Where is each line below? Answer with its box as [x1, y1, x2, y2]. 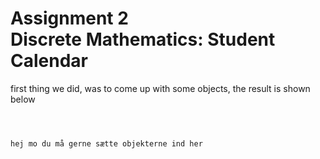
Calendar [10, 50, 88, 72]
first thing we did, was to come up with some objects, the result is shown [10, 82, 311, 94]
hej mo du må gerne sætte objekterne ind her [10, 138, 203, 149]
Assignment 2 [10, 7, 129, 30]
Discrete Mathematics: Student [10, 28, 276, 51]
